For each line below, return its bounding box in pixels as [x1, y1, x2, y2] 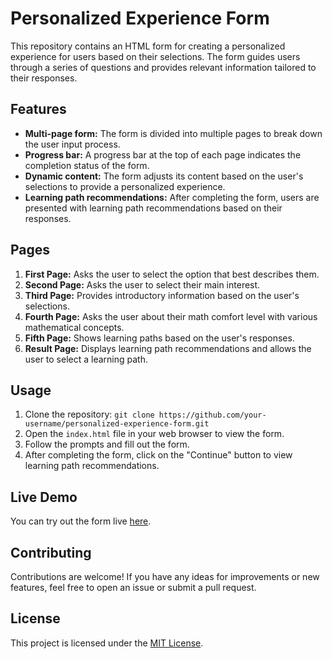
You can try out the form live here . [10, 515, 152, 527]
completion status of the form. [24, 159, 150, 171]
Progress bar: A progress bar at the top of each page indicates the [24, 148, 302, 161]
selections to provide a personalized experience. [24, 180, 226, 192]
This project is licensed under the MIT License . [10, 637, 204, 649]
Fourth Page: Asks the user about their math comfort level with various [24, 310, 318, 322]
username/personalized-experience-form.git [24, 419, 210, 429]
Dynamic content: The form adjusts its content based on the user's [24, 170, 304, 182]
